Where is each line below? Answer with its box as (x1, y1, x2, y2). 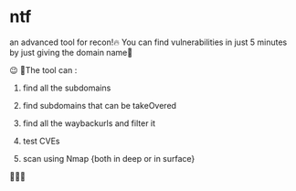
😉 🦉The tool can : (9, 64, 78, 75)
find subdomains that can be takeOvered (22, 100, 176, 111)
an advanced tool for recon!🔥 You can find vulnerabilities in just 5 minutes (9, 37, 288, 48)
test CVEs (22, 135, 60, 146)
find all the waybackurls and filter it (22, 117, 156, 129)
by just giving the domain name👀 (9, 47, 133, 58)
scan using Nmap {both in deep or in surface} (22, 153, 196, 164)
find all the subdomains (22, 82, 111, 93)
